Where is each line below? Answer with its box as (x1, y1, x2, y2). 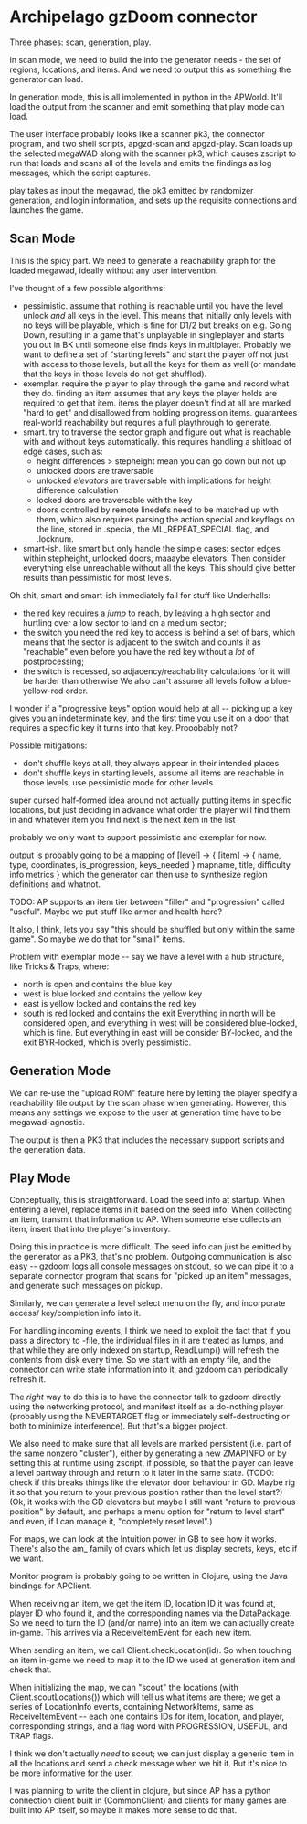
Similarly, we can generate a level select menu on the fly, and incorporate (9, 1298, 286, 1309)
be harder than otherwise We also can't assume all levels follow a (22, 675, 270, 686)
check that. (9, 1664, 52, 1675)
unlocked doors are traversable (36, 465, 154, 476)
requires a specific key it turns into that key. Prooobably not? (9, 722, 238, 733)
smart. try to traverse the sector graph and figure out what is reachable (22, 427, 291, 438)
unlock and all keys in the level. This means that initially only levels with (22, 310, 292, 321)
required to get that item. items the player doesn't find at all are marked (22, 397, 291, 408)
